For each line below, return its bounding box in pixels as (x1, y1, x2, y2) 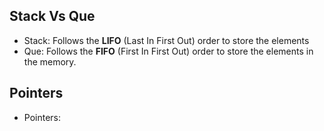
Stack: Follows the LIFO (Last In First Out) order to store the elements (23, 34, 310, 46)
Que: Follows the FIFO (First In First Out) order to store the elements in (23, 45, 314, 57)
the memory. (23, 55, 77, 68)
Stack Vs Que (9, 8, 96, 25)
